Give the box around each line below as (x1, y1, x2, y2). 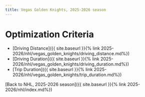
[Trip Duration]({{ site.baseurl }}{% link (12, 66, 93, 72)
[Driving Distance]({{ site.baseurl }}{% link (12, 45, 100, 51)
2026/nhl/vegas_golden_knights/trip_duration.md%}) (12, 72, 122, 78)
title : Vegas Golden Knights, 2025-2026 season (5, 7, 106, 12)
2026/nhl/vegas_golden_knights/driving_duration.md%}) (12, 61, 129, 67)
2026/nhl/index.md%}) (5, 87, 52, 93)
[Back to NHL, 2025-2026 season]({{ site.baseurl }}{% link (5, 81, 126, 87)
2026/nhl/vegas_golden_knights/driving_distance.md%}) (12, 50, 130, 56)
